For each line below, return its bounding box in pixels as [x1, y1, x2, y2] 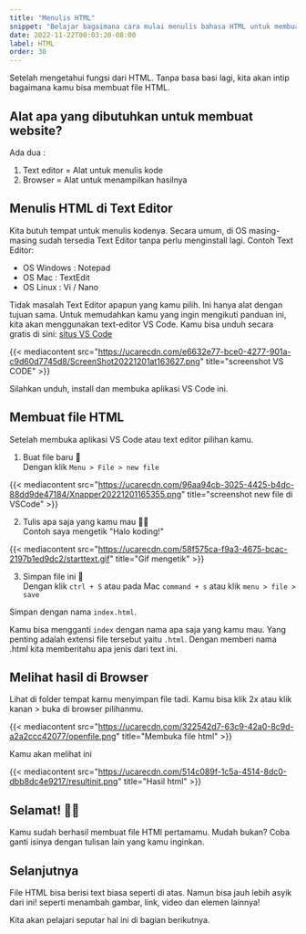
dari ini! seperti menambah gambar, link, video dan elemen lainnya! [9, 897, 260, 908]
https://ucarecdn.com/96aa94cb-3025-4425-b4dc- [97, 478, 294, 489]
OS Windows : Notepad [22, 262, 111, 273]
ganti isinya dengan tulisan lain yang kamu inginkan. [9, 836, 205, 847]
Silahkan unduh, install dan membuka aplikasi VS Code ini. [9, 383, 229, 394]
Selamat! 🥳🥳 [9, 803, 80, 818]
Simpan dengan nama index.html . [9, 606, 137, 617]
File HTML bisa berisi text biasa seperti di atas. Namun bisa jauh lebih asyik [9, 887, 292, 897]
